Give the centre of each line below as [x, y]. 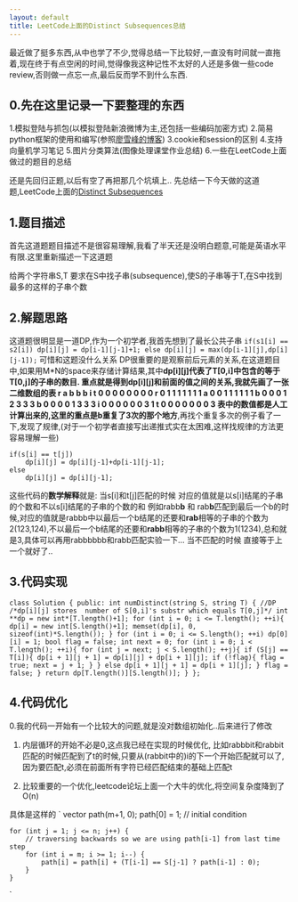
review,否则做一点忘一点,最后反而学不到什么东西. [99, 74]
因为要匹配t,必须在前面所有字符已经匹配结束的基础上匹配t [127, 767]
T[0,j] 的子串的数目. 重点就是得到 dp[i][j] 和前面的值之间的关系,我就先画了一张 [149, 382]
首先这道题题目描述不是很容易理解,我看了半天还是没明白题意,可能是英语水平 [148, 246]
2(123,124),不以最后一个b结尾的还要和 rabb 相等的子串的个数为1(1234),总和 [144, 528]
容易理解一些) [34, 437]
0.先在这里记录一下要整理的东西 [97, 105]
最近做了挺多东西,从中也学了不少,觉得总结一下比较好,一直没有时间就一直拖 [145, 52]
